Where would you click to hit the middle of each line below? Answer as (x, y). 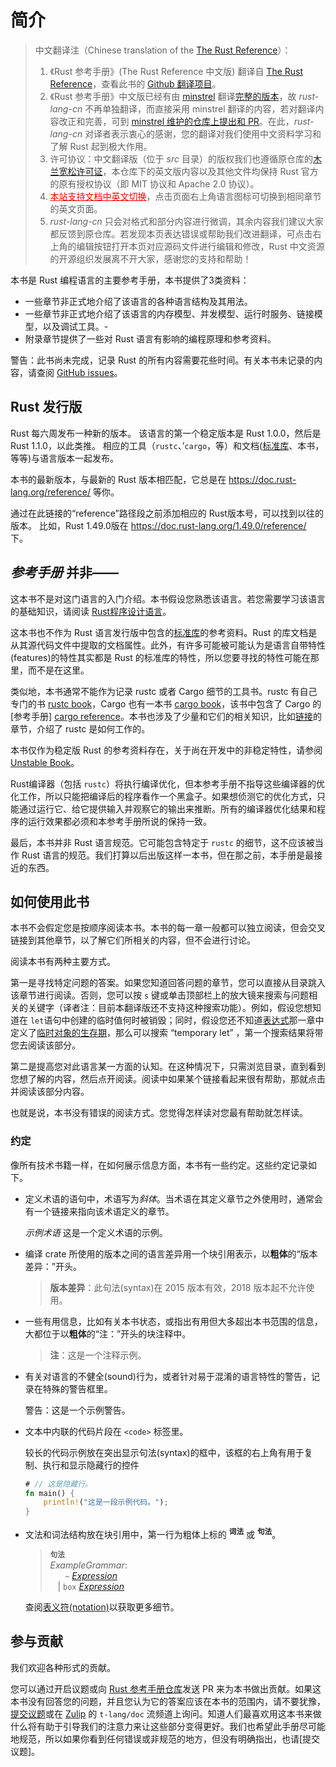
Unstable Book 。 (45, 762)
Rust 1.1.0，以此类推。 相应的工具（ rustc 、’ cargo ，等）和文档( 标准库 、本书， (167, 445)
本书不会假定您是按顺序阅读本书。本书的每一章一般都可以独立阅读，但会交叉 (168, 928)
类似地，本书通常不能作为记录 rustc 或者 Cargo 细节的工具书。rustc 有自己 (164, 691)
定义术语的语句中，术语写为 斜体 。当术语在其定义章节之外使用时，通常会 (173, 1198)
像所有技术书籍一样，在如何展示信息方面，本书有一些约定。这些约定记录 (159, 1165)
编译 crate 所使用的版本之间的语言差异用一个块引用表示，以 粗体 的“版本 (171, 1253)
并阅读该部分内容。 (50, 1092)
